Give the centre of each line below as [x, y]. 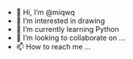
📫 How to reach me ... [53, 47]
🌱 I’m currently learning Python [67, 29]
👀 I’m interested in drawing [60, 21]
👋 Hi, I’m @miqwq [45, 12]
